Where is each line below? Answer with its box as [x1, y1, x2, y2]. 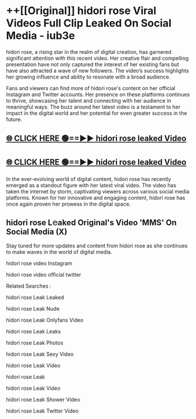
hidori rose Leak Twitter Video [6, 407, 79, 414]
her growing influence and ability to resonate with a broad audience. [6, 73, 171, 80]
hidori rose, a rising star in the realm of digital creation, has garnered [6, 48, 171, 55]
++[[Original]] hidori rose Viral [6, 4, 157, 18]
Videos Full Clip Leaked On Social [6, 16, 171, 30]
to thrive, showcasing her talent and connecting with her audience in [6, 97, 171, 104]
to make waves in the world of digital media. [6, 248, 112, 256]
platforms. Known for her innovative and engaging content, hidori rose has [6, 195, 185, 202]
